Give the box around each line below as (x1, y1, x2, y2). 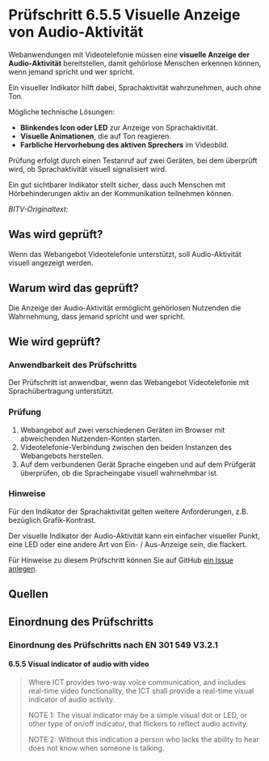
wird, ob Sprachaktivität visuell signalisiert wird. (8, 164, 167, 173)
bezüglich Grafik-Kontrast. (8, 515, 96, 524)
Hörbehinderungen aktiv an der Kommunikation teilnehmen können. (8, 188, 234, 198)
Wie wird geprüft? (8, 335, 101, 348)
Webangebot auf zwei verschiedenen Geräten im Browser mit (19, 425, 225, 434)
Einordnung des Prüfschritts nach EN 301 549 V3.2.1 (8, 639, 218, 650)
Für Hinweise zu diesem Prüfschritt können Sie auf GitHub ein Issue (8, 555, 234, 565)
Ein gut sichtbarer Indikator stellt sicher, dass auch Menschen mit (8, 180, 226, 190)
